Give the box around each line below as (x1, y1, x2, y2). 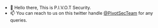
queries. (10, 17, 28, 23)
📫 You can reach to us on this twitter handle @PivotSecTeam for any (10, 10, 153, 16)
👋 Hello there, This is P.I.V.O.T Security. (10, 5, 92, 10)
